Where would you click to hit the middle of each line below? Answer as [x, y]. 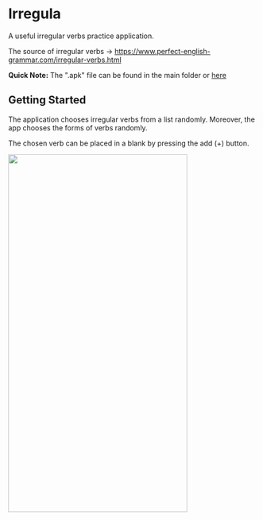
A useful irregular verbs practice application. [81, 36]
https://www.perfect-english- [162, 51]
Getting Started [47, 100]
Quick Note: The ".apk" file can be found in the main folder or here [117, 75]
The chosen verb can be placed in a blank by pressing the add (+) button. [129, 143]
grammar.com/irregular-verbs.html [65, 60]
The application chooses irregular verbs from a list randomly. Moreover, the [132, 119]
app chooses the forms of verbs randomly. [78, 127]
